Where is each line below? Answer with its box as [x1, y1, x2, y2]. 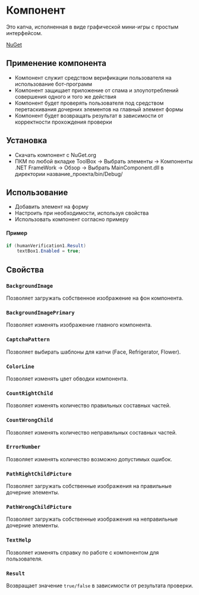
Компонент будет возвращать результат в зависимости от [14, 112, 164, 119]
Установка [6, 136, 48, 146]
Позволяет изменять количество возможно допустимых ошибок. [6, 455, 172, 462]
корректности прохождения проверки [14, 118, 112, 125]
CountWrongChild [6, 417, 53, 424]
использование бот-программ [14, 80, 93, 87]
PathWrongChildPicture [6, 503, 72, 511]
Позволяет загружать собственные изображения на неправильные [6, 515, 178, 523]
